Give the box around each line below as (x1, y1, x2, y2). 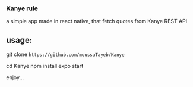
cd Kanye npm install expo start (6, 63, 84, 70)
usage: (6, 35, 33, 45)
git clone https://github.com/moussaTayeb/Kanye (6, 51, 125, 58)
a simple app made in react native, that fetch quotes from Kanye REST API (6, 18, 188, 25)
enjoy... (6, 74, 24, 81)
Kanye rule (6, 4, 39, 13)
